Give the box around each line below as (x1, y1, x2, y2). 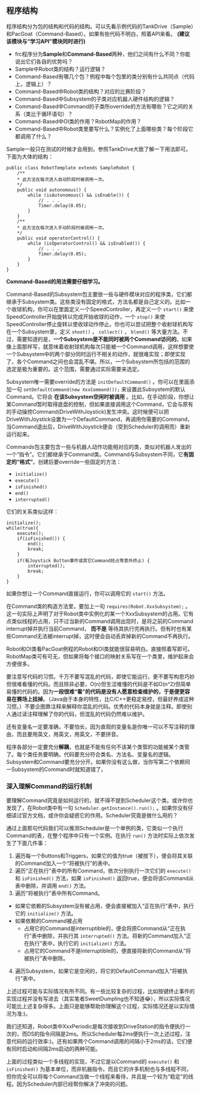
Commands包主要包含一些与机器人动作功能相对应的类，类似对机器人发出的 (6, 443, 192, 450)
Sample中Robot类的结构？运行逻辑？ (14, 65, 106, 72)
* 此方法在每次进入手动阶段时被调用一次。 (17, 224, 107, 230)
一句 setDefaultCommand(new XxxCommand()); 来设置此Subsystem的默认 (11, 385, 185, 393)
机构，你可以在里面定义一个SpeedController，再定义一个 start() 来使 (22, 305, 194, 312)
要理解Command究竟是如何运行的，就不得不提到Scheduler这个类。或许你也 (6, 797, 193, 804)
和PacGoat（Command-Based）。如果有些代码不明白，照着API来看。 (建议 (6, 30, 190, 37)
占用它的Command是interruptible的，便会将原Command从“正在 (23, 925, 181, 932)
